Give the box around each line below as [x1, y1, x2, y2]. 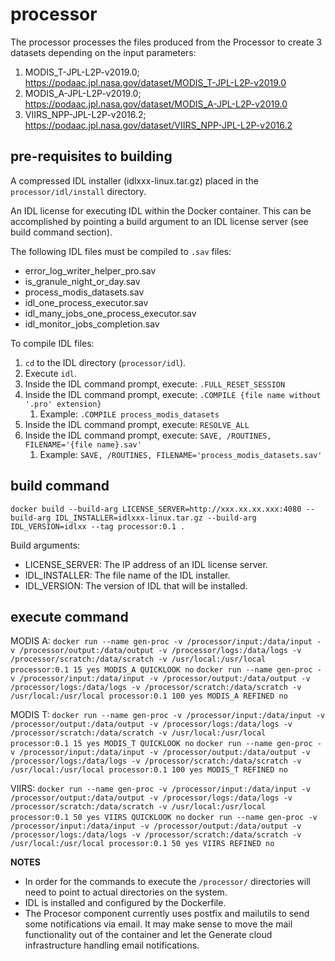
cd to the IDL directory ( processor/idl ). [24, 356, 187, 368]
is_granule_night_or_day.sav [24, 275, 141, 287]
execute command [10, 608, 129, 625]
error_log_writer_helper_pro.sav [24, 264, 157, 277]
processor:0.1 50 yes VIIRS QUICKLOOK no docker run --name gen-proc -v [10, 813, 318, 823]
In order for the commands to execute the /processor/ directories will [24, 876, 311, 888]
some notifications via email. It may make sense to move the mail [24, 918, 293, 930]
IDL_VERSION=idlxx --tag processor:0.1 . [10, 521, 186, 532]
